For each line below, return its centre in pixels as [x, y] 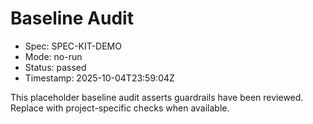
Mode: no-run [53, 56]
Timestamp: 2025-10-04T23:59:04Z [99, 78]
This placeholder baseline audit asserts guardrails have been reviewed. [157, 97]
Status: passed [55, 67]
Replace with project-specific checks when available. [120, 108]
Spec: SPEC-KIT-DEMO [73, 46]
